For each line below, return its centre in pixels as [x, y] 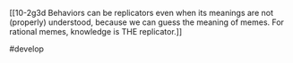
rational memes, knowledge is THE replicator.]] [96, 31]
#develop [27, 49]
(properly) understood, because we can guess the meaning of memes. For [147, 22]
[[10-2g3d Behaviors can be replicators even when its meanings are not [141, 13]
